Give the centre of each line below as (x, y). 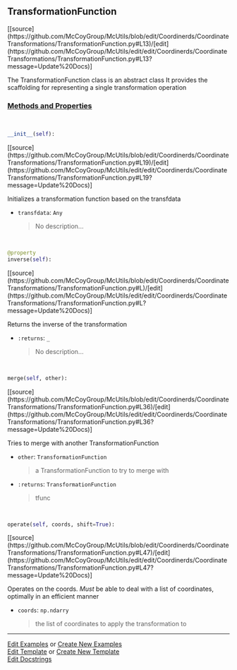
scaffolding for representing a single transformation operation (97, 87)
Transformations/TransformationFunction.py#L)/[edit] (85, 288)
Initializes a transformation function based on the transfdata (94, 199)
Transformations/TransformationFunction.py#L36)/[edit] (89, 406)
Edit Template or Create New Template (63, 652)
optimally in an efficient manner (53, 596)
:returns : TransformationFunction (67, 484)
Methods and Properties (50, 105)
